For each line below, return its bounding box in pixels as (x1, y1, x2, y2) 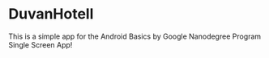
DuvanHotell (8, 5, 94, 23)
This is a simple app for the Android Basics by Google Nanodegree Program (8, 31, 262, 41)
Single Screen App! (8, 39, 73, 49)
